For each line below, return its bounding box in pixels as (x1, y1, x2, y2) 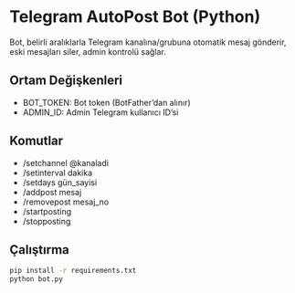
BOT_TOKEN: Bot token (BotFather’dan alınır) (22, 97, 192, 108)
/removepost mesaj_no (22, 196, 110, 207)
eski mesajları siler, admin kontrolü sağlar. (9, 46, 166, 57)
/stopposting (22, 215, 71, 226)
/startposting (22, 205, 71, 216)
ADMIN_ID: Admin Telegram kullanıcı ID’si (22, 107, 179, 118)
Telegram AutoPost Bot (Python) (9, 6, 261, 27)
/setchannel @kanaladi (22, 157, 110, 168)
